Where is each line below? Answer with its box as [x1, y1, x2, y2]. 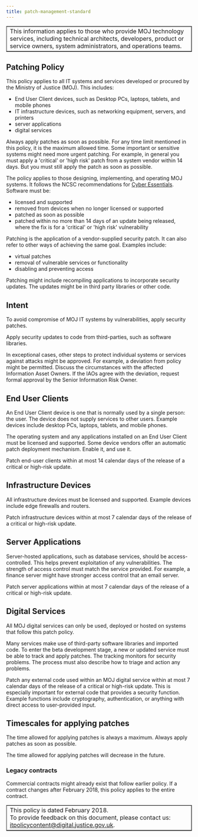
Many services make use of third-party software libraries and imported [6, 639, 179, 646]
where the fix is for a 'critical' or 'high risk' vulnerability [14, 224, 148, 231]
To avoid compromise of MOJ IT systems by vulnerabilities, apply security [6, 316, 186, 323]
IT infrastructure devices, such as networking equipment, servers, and [14, 108, 186, 115]
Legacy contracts [6, 766, 58, 774]
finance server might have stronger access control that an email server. [6, 572, 180, 579]
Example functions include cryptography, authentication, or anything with [6, 695, 184, 702]
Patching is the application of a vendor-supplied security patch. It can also [6, 235, 187, 242]
